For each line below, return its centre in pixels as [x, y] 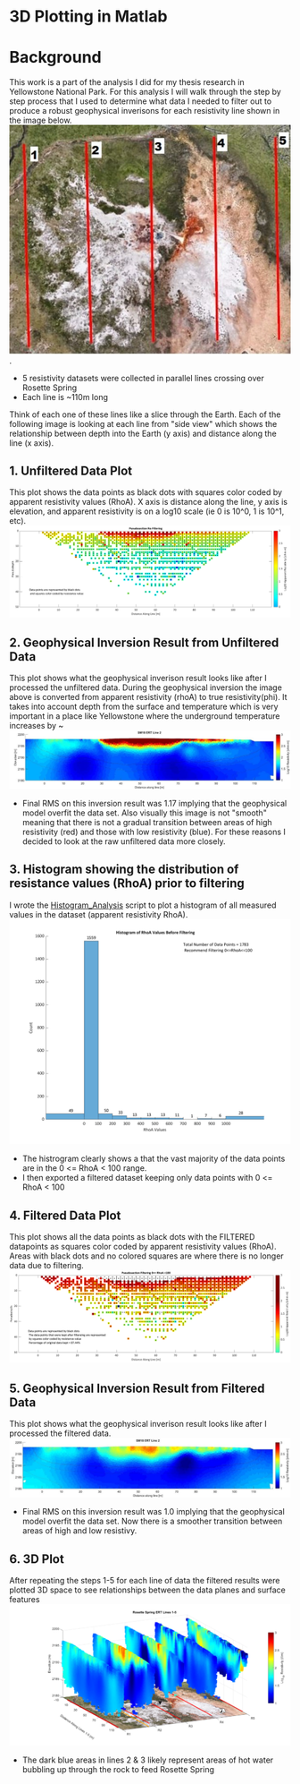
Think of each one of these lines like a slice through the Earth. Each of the [145, 414]
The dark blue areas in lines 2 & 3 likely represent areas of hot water [148, 1760]
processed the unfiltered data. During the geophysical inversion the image [146, 687]
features [25, 1600]
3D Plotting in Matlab [88, 17]
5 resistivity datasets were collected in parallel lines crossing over [143, 378]
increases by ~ [37, 726]
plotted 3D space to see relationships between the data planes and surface [147, 1590]
